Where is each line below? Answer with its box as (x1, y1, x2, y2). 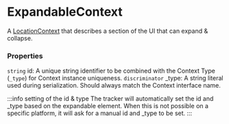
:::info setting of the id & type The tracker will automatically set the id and (7, 95, 214, 103)
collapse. (7, 34, 33, 42)
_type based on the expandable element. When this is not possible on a (7, 102, 209, 110)
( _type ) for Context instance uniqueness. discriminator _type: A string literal (7, 74, 224, 82)
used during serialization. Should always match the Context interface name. (7, 82, 221, 90)
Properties (7, 51, 43, 60)
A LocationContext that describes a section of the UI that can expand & (7, 27, 208, 35)
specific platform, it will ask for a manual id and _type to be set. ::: (7, 109, 193, 117)
